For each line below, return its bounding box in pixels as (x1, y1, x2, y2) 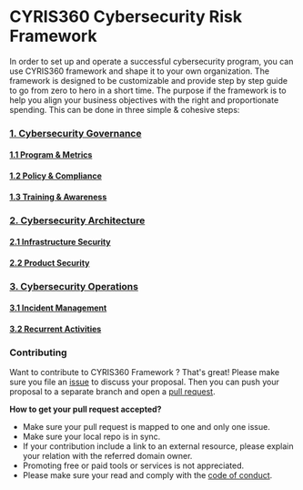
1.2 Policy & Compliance (9, 170, 102, 181)
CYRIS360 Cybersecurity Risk (9, 6, 243, 27)
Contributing (9, 346, 67, 359)
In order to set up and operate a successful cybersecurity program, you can (9, 56, 294, 66)
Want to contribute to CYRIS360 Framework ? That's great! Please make (9, 367, 280, 378)
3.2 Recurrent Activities (9, 323, 102, 334)
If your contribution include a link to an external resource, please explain (22, 441, 294, 452)
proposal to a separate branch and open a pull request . (9, 386, 216, 397)
